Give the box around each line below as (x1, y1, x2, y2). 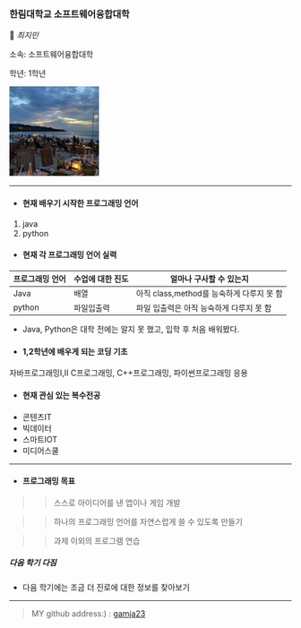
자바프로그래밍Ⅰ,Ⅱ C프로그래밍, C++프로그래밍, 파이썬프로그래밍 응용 (9, 367, 248, 378)
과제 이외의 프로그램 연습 (53, 535, 141, 546)
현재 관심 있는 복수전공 (21, 390, 101, 400)
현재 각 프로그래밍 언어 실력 (21, 249, 117, 261)
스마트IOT (21, 434, 58, 444)
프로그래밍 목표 (21, 476, 76, 486)
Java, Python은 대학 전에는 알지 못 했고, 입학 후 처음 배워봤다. (21, 324, 240, 335)
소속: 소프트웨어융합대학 (9, 49, 94, 60)
